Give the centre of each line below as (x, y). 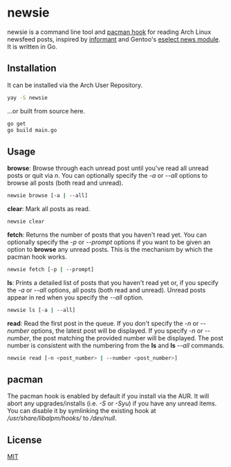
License (25, 440)
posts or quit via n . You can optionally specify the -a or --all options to (108, 176)
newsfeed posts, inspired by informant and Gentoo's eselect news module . (114, 39)
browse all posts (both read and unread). (65, 183)
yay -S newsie (28, 98)
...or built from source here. (46, 111)
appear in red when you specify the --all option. (75, 297)
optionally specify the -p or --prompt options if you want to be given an (109, 242)
